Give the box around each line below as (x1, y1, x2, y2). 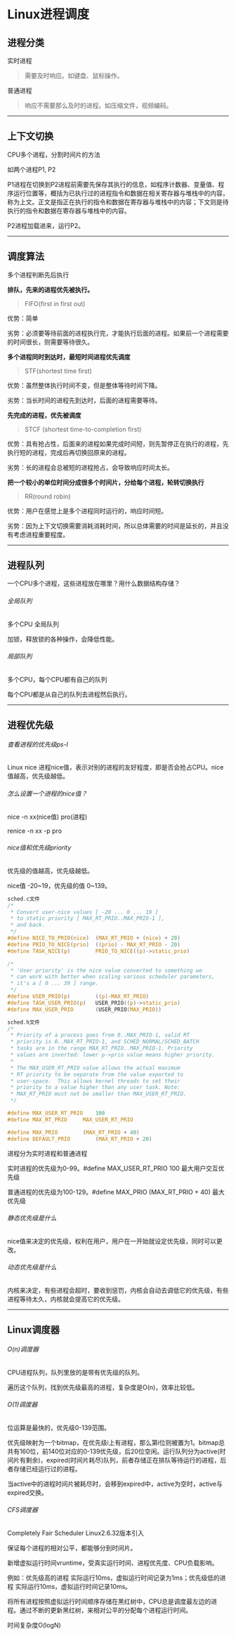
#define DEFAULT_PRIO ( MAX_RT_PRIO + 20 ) (7, 1135, 152, 1142)
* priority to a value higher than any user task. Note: (10, 1084, 181, 1091)
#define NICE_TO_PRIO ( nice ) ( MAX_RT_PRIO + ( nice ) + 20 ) (7, 935, 181, 942)
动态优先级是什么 (7, 1263, 57, 1272)
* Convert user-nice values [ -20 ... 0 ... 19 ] (10, 909, 159, 916)
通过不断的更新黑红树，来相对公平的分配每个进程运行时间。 (19, 1606, 192, 1614)
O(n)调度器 (7, 1345, 39, 1353)
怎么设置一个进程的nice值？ (7, 789, 88, 798)
